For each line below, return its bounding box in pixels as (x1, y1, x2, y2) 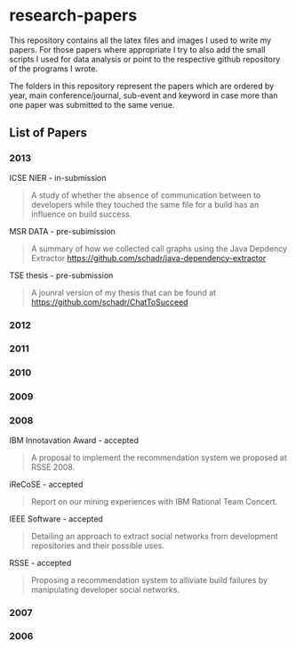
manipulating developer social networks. (30, 584, 180, 595)
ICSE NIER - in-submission (9, 172, 107, 183)
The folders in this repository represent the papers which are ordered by (9, 80, 275, 91)
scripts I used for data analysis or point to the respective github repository (9, 53, 281, 64)
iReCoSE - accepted (9, 479, 84, 489)
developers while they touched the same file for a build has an (30, 199, 260, 209)
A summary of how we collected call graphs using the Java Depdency (30, 242, 287, 254)
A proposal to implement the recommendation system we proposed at (30, 452, 287, 463)
